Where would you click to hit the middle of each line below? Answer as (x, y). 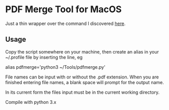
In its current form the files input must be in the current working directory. (82, 92)
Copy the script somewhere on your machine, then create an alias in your (82, 51)
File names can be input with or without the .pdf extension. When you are (82, 77)
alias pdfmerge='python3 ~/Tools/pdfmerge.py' (55, 67)
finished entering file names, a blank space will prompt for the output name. (85, 82)
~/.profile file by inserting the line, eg (44, 57)
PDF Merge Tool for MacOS (64, 9)
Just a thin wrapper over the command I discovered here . (65, 23)
